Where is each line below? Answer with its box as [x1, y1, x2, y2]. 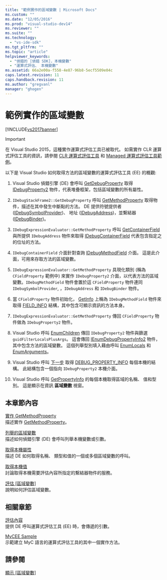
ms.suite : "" [5, 31, 32, 36]
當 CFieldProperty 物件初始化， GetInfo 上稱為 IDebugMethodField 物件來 [12, 296, 161, 302]
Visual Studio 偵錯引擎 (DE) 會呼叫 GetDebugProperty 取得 [12, 180, 133, 186]
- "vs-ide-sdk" [9, 40, 41, 45]
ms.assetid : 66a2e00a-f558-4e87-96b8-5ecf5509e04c [5, 68, 113, 73]
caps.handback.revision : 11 [5, 77, 64, 82]
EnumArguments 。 [12, 349, 51, 355]
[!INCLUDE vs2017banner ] [5, 126, 58, 133]
